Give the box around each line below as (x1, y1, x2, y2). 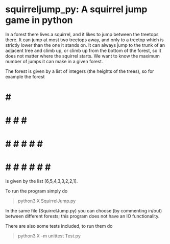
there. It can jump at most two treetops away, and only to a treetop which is (5, 37, 164, 43)
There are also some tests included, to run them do (5, 223, 113, 229)
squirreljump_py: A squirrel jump (5, 4, 148, 15)
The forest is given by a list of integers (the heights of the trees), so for (5, 68, 154, 74)
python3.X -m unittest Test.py (17, 233, 81, 239)
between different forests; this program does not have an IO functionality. (5, 213, 160, 220)
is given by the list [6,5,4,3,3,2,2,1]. (5, 178, 78, 184)
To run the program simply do (5, 188, 68, 194)
